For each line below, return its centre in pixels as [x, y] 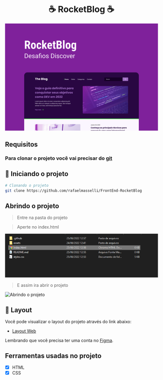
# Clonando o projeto [27, 186]
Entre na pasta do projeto [42, 218]
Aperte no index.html [38, 227]
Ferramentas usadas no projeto [53, 355]
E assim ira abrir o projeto [43, 285]
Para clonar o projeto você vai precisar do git [59, 158]
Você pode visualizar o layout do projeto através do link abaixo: [68, 322]
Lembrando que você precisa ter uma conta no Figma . [59, 341]
